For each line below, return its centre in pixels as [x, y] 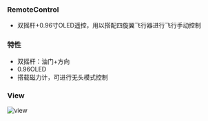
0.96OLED [32, 69]
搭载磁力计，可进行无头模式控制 [62, 77]
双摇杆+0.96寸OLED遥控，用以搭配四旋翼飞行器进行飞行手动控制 [109, 25]
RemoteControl [33, 10]
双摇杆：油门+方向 [43, 61]
